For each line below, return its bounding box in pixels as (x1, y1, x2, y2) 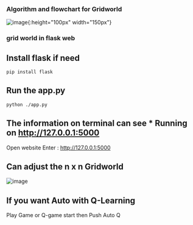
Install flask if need (6, 52, 80, 63)
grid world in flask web (6, 34, 75, 43)
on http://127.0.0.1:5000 (6, 127, 100, 138)
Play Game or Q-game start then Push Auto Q (6, 212, 121, 219)
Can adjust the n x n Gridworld (6, 162, 124, 172)
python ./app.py (6, 101, 47, 108)
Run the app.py (6, 85, 66, 96)
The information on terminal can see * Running (6, 118, 188, 129)
